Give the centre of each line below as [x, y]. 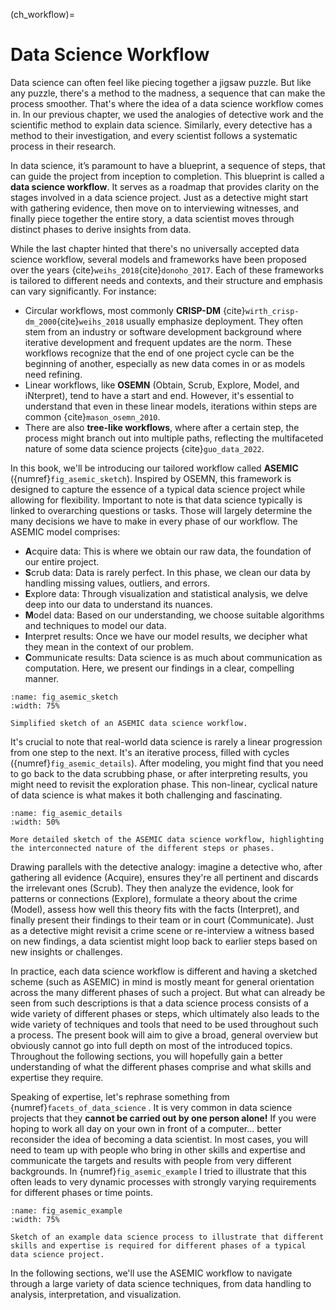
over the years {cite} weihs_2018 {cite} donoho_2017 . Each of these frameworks [167, 270]
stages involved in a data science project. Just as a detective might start [159, 197]
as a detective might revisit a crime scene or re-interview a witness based [162, 930]
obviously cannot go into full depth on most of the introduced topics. [151, 1045]
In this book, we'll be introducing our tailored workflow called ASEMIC [154, 468]
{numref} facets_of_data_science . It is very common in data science [151, 1107]
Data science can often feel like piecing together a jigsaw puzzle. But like [161, 82]
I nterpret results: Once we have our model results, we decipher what [166, 636]
